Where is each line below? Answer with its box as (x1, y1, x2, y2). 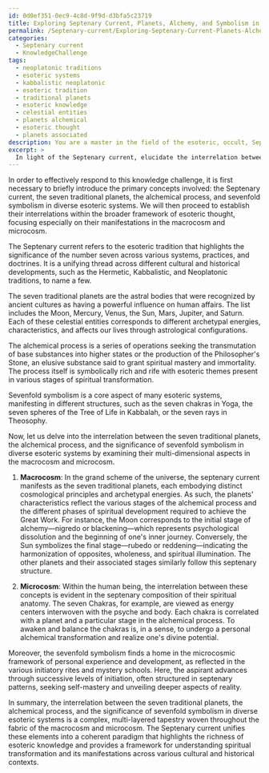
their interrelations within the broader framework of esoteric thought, (8, 209, 236, 219)
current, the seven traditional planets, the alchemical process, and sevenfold (8, 192, 261, 202)
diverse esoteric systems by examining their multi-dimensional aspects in (8, 449, 251, 458)
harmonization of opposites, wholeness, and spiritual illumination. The (19, 550, 251, 559)
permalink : (8, 26, 45, 34)
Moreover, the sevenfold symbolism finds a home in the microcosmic (8, 648, 236, 658)
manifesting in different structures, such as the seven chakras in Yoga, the (8, 399, 254, 409)
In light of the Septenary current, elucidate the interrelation (15, 153, 239, 161)
